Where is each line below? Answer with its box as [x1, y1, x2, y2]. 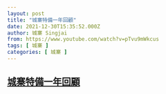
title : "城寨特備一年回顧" [7, 17, 77, 23]
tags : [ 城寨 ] [7, 42, 49, 49]
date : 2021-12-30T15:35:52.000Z [7, 23, 100, 30]
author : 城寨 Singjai [7, 29, 68, 37]
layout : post [7, 10, 45, 17]
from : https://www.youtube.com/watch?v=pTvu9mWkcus [7, 36, 159, 43]
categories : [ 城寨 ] [7, 49, 68, 56]
